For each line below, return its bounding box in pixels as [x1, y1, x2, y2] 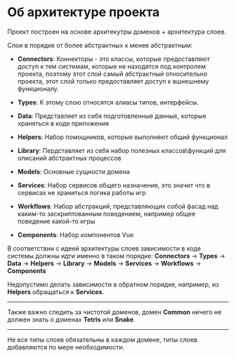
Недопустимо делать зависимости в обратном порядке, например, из [7, 280, 219, 289]
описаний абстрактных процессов [17, 154, 122, 162]
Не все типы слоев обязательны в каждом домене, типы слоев [7, 335, 198, 344]
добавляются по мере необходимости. [7, 343, 125, 351]
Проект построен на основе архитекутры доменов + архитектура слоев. [7, 27, 227, 36]
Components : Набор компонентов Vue [17, 230, 134, 239]
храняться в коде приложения [17, 119, 109, 127]
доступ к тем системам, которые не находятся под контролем [17, 62, 206, 70]
